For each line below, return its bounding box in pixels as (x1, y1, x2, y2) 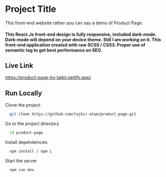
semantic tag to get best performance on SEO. (5, 47, 103, 53)
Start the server (5, 158, 37, 164)
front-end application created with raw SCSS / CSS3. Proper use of (5, 42, 146, 48)
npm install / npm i (9, 149, 52, 154)
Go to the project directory (5, 120, 59, 127)
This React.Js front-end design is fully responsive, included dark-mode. (5, 31, 157, 37)
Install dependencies (5, 139, 48, 145)
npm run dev (9, 167, 35, 172)
